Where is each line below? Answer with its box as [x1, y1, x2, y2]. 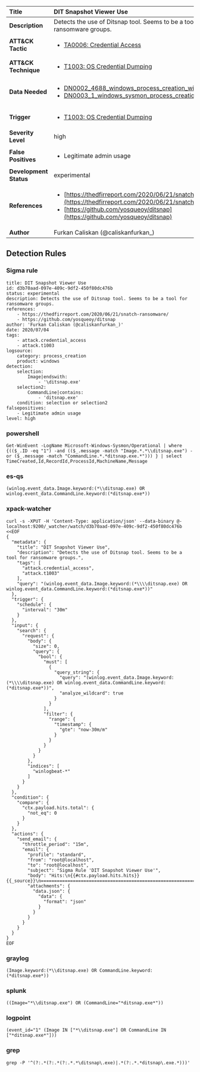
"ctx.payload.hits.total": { [21, 805, 95, 811]
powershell [6, 429, 40, 437]
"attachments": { [27, 883, 70, 889]
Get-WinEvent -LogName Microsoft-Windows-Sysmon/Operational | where [6, 442, 183, 448]
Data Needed [9, 88, 48, 96]
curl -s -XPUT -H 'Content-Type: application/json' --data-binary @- [6, 518, 183, 524]
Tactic [9, 45, 27, 52]
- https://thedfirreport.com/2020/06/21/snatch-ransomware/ [17, 311, 169, 317]
